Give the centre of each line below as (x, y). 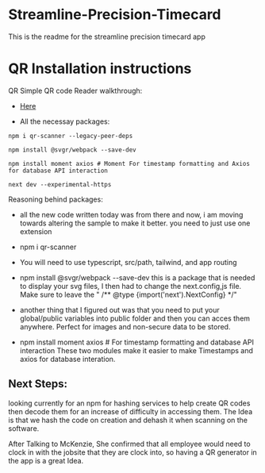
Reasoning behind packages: (56, 199)
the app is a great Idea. (46, 460)
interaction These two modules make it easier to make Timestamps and (136, 350)
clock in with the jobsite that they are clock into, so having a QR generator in (133, 452)
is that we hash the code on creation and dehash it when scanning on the (128, 420)
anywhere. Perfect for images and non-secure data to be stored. (125, 326)
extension (36, 231)
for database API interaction (58, 171)
